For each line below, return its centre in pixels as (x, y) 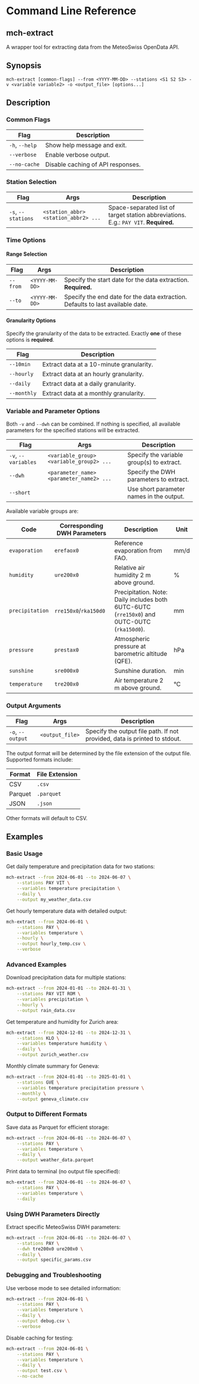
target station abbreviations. (147, 215)
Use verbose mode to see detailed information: (64, 1288)
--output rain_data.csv (46, 1010)
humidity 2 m (133, 575)
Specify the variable (155, 455)
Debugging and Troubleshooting (54, 1275)
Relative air (130, 568)
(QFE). (123, 661)
